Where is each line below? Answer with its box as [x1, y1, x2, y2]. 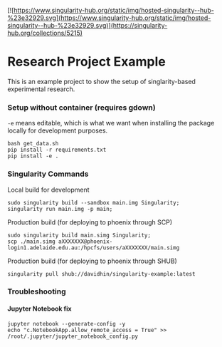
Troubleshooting [7, 286, 66, 296]
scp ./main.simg [7, 238, 55, 245]
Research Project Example [7, 53, 166, 70]
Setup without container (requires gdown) [7, 103, 156, 113]
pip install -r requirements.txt [7, 146, 107, 154]
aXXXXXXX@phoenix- [58, 238, 113, 245]
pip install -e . [7, 152, 59, 160]
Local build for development [7, 185, 90, 194]
